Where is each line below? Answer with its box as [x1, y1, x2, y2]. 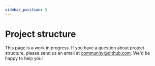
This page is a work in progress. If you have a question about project [5, 45, 144, 51]
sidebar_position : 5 [5, 7, 48, 12]
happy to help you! [5, 55, 43, 61]
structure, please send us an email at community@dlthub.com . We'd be [5, 50, 150, 56]
